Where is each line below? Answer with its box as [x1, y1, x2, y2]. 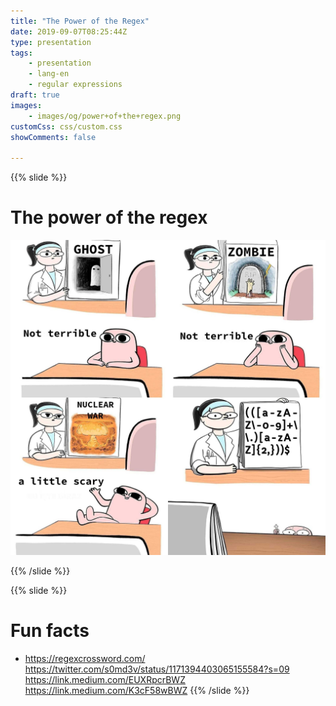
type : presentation [10, 37, 92, 47]
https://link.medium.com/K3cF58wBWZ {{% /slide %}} [24, 685, 250, 696]
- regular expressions [28, 80, 123, 90]
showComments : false [10, 132, 97, 142]
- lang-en [28, 69, 70, 79]
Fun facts [10, 620, 90, 642]
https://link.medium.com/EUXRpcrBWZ [24, 674, 186, 685]
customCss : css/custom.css [10, 121, 123, 132]
